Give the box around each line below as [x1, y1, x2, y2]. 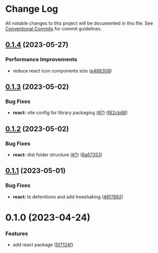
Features [5, 230, 28, 237]
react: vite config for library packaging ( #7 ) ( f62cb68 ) [12, 110, 128, 116]
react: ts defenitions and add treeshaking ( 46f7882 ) [12, 193, 124, 200]
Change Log [5, 3, 58, 15]
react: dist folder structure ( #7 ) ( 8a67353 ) [12, 152, 103, 157]
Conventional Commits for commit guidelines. [5, 25, 102, 31]
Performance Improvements [5, 56, 78, 63]
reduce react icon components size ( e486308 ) [12, 67, 112, 74]
